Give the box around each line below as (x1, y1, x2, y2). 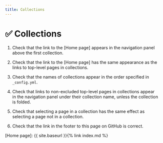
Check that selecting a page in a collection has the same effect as (12, 108, 145, 114)
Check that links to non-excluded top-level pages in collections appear (12, 88, 155, 94)
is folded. (12, 99, 31, 105)
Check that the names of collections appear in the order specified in (12, 74, 149, 80)
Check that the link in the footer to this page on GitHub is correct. (12, 123, 144, 129)
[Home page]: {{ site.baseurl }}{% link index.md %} (5, 132, 108, 138)
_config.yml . (12, 79, 38, 85)
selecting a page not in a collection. (12, 113, 84, 120)
